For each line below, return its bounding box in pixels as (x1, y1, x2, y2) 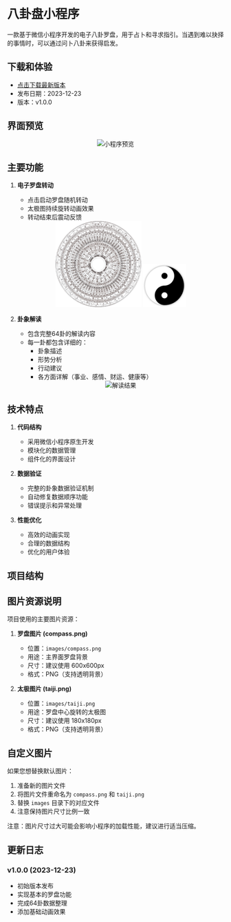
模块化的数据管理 (27, 446, 76, 454)
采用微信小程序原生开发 (27, 438, 94, 446)
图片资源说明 (7, 595, 62, 607)
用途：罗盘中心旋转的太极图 (27, 708, 107, 716)
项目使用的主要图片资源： (7, 615, 80, 623)
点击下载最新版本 (16, 81, 66, 89)
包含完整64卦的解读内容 (27, 330, 96, 338)
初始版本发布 (16, 881, 54, 890)
